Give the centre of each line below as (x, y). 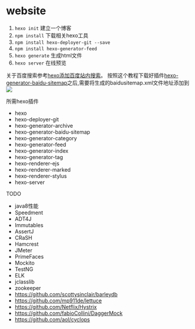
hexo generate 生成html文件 (48, 55)
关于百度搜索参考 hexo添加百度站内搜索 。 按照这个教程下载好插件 (85, 75)
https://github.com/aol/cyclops (52, 319)
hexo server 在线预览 (40, 63)
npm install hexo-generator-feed (56, 49)
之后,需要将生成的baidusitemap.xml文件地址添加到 (128, 83)
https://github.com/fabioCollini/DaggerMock (69, 313)
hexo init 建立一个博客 (43, 28)
